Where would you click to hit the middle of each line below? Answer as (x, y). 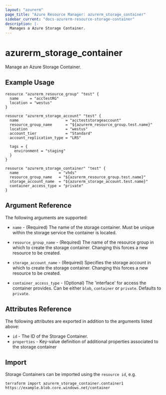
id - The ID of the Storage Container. (50, 336)
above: (12, 326)
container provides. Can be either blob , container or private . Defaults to (87, 288)
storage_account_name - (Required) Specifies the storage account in (82, 262)
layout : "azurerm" (24, 10)
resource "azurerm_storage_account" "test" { (53, 116)
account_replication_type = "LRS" (45, 138)
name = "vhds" (43, 173)
